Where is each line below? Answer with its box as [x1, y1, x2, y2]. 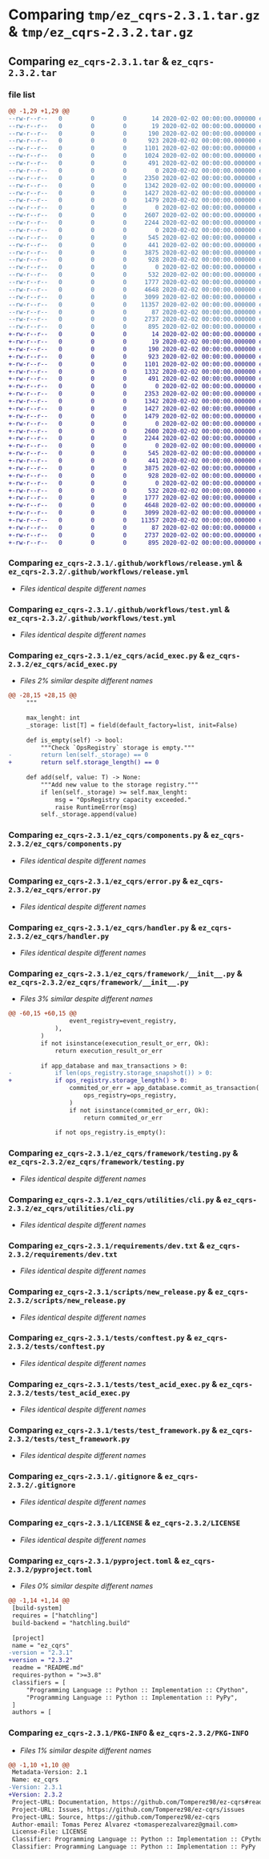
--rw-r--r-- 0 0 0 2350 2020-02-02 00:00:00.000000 [8, 174, 256, 182]
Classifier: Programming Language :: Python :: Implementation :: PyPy [11, 1843, 256, 1851]
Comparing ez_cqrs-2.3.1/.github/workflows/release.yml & [8, 558, 243, 569]
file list [8, 89, 36, 100]
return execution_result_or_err [54, 1047, 163, 1055]
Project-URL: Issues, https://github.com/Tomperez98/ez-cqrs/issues [11, 1805, 246, 1813]
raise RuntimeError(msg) [54, 803, 138, 811]
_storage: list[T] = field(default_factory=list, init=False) [26, 721, 239, 729]
